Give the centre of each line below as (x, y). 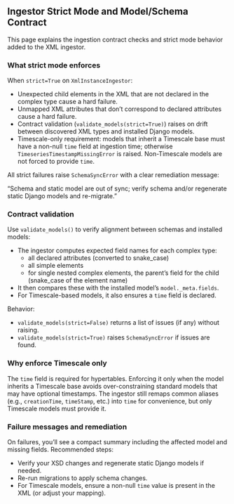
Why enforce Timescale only (57, 363)
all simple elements (56, 266)
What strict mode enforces (54, 65)
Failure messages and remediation (67, 427)
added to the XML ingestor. (47, 47)
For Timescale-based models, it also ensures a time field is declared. (117, 295)
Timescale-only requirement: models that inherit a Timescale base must (121, 139)
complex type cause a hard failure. (67, 102)
